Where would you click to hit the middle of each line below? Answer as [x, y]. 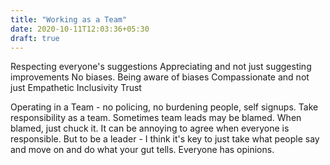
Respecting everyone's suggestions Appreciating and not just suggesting [161, 67]
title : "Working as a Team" [69, 19]
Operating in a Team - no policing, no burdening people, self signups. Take [164, 107]
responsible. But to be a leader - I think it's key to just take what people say [165, 139]
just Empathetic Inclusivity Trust [76, 88]
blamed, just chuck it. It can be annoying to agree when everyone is [150, 128]
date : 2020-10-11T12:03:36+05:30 [80, 29]
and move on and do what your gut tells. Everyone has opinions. [142, 150]
